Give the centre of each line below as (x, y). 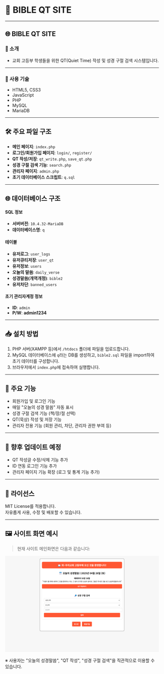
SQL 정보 (14, 212)
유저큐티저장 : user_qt (33, 260)
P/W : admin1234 (29, 313)
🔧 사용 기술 (17, 79)
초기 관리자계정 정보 (24, 296)
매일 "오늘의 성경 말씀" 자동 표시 (43, 407)
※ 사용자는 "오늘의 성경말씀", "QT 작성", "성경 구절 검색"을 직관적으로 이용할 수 (80, 660)
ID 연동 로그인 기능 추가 (34, 466)
